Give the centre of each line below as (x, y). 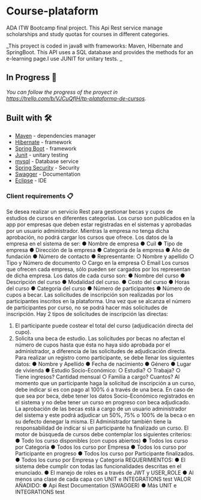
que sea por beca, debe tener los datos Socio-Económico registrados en (105, 396)
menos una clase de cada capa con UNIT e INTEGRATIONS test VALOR (103, 479)
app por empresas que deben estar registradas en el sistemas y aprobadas (99, 224)
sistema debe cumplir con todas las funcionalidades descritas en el (98, 466)
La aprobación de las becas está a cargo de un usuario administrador (101, 409)
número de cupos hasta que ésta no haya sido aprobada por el (92, 345)
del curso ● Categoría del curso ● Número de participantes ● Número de (98, 288)
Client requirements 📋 (40, 196)
